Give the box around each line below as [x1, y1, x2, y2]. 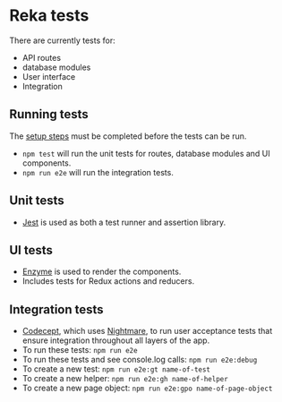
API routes [21, 52, 61, 63]
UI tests [9, 243, 54, 258]
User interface [21, 71, 76, 81]
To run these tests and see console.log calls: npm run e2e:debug [21, 355, 258, 365]
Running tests [9, 107, 90, 122]
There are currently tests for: [9, 35, 115, 46]
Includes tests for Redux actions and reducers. [21, 276, 195, 287]
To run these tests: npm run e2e [21, 345, 138, 355]
